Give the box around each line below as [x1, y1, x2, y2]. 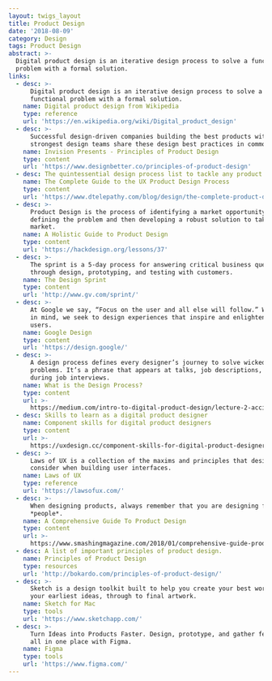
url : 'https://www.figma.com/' [23, 660, 129, 669]
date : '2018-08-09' [8, 27, 74, 35]
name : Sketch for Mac [23, 600, 96, 608]
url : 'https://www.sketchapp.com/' [23, 615, 143, 623]
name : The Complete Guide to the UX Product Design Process [23, 178, 230, 186]
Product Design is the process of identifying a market [29, 208, 223, 216]
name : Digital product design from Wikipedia [23, 102, 180, 110]
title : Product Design [8, 19, 85, 28]
